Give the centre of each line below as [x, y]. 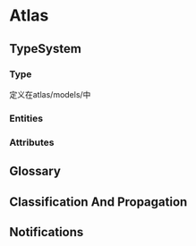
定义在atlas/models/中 [50, 94]
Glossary [35, 171]
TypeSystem [46, 49]
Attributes [32, 142]
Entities [26, 118]
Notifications [47, 232]
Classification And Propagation [98, 202]
